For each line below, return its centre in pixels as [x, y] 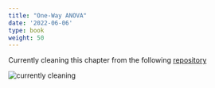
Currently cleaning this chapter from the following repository [107, 60]
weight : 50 [26, 38]
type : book [26, 30]
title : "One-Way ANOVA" [48, 15]
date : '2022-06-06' [41, 23]
